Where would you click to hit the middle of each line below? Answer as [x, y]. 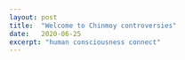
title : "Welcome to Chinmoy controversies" [93, 26]
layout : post [33, 17]
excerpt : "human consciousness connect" [85, 42]
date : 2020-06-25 [45, 34]
